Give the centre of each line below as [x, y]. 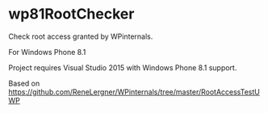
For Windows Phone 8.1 [47, 52]
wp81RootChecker [71, 14]
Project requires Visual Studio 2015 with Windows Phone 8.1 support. [123, 67]
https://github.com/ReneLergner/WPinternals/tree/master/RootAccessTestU [134, 92]
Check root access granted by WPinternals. [81, 36]
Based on [24, 83]
